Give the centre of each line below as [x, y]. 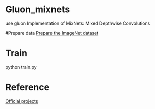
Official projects [22, 101]
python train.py [21, 67]
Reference [27, 88]
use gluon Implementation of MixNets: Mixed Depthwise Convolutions [78, 23]
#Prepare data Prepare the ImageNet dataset [52, 33]
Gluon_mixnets [38, 9]
